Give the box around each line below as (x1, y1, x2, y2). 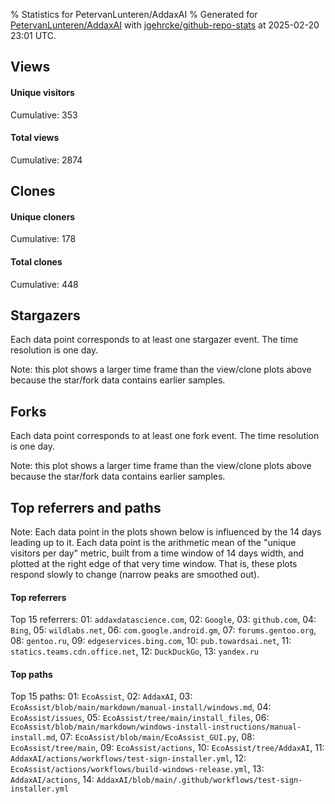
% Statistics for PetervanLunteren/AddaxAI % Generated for (10, 9, 258, 20)
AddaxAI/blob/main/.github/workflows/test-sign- (96, 775, 303, 786)
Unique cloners (10, 210, 76, 223)
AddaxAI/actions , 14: (10, 774, 95, 786)
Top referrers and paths (10, 499, 162, 516)
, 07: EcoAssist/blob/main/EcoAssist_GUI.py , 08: (54, 731, 255, 743)
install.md (10, 733, 56, 743)
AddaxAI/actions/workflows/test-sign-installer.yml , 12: (10, 752, 247, 764)
